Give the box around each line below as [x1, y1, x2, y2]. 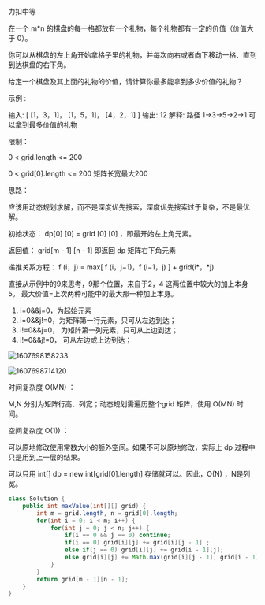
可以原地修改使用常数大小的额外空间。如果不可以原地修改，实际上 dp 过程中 [8, 443, 256, 451]
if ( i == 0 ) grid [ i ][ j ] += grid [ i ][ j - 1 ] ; [64, 539, 211, 547]
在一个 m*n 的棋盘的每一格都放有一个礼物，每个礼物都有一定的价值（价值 [8, 24, 247, 33]
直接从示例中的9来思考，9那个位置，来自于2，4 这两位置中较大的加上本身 [8, 279, 248, 288]
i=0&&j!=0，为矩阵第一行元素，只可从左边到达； [19, 316, 177, 325]
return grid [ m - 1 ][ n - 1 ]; [36, 575, 129, 583]
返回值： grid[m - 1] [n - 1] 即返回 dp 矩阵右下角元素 [8, 246, 176, 254]
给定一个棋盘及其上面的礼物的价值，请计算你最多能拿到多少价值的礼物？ [8, 77, 243, 86]
